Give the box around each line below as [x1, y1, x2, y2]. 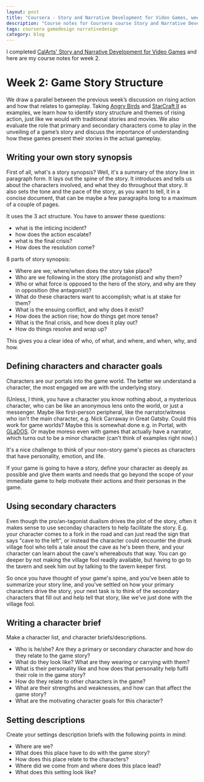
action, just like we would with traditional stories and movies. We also [6, 115, 180, 123]
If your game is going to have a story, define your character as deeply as [6, 464, 188, 472]
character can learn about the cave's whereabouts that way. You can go [6, 549, 186, 557]
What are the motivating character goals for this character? [15, 697, 163, 705]
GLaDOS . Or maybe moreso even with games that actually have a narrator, [6, 428, 192, 435]
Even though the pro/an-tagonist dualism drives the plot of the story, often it [6, 517, 197, 524]
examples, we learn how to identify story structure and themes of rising [6, 109, 185, 116]
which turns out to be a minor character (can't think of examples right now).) [6, 434, 198, 441]
